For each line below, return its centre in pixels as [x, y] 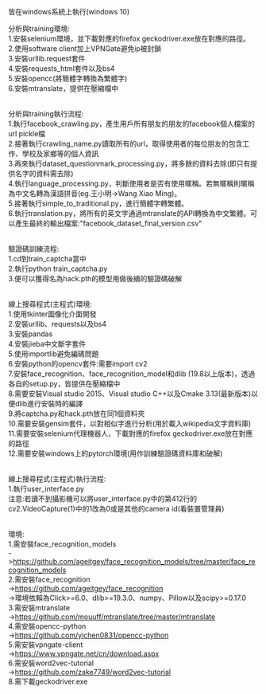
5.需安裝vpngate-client [46, 645]
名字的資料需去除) [44, 173]
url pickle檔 [27, 133]
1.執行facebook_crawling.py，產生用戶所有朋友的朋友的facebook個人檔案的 [132, 124]
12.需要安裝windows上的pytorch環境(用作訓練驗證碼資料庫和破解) [116, 453]
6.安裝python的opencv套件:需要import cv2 [78, 364]
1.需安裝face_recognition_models [62, 544]
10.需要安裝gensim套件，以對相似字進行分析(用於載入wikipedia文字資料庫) [130, 423]
